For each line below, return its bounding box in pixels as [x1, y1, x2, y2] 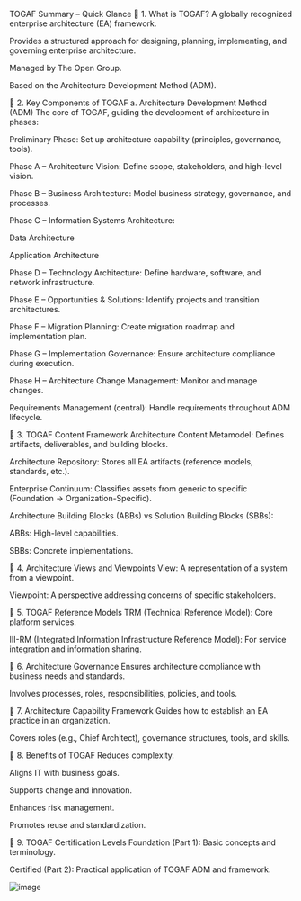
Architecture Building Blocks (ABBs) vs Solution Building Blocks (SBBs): [9, 510, 274, 521]
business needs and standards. [9, 671, 126, 681]
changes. [9, 385, 44, 395]
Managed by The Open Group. [9, 63, 122, 73]
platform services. [9, 617, 76, 627]
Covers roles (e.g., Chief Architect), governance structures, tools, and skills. [9, 733, 290, 743]
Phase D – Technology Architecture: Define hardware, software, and [9, 267, 261, 278]
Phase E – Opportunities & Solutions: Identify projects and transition [9, 294, 260, 305]
